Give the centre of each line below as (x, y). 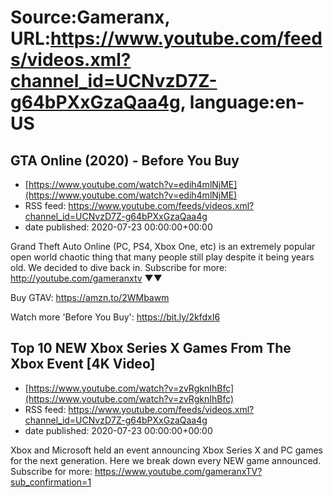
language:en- (247, 102)
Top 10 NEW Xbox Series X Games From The (151, 348)
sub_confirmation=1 (51, 482)
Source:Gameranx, (90, 17)
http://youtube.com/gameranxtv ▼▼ (86, 278)
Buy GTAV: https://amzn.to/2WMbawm (90, 297)
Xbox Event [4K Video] (83, 364)
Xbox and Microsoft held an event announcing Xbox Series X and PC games (166, 450)
